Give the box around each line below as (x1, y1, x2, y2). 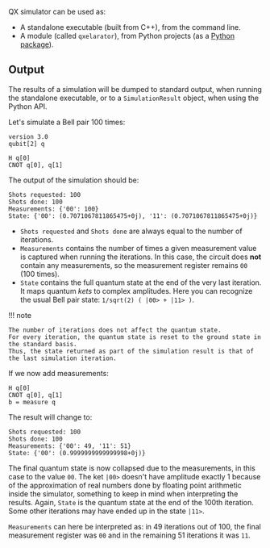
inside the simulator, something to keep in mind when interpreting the (8, 488, 239, 499)
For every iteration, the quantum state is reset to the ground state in (8, 333, 262, 341)
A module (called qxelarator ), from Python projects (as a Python (19, 31, 235, 40)
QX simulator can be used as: (8, 7, 106, 16)
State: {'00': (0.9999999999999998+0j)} (8, 449, 147, 457)
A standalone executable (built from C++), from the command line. (19, 23, 242, 31)
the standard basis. (8, 340, 78, 348)
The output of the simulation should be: (8, 175, 139, 185)
